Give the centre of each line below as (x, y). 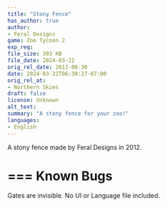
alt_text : (22, 107)
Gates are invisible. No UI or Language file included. (84, 196)
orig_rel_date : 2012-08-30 (47, 67)
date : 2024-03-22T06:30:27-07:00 (57, 74)
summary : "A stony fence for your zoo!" (69, 113)
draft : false (27, 94)
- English (22, 127)
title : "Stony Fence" (40, 14)
